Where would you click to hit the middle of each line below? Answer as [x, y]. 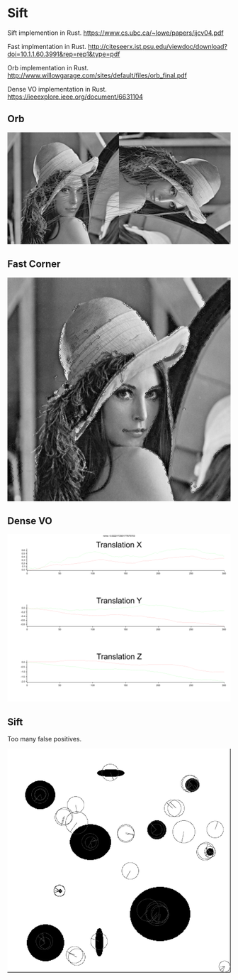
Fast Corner [34, 264]
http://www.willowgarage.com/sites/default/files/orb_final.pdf [97, 75]
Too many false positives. [45, 739]
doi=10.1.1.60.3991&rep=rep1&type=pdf [64, 54]
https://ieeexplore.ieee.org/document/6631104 [75, 97]
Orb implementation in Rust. [48, 67]
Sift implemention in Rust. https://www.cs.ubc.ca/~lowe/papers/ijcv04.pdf [116, 33]
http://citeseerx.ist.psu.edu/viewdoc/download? [158, 46]
